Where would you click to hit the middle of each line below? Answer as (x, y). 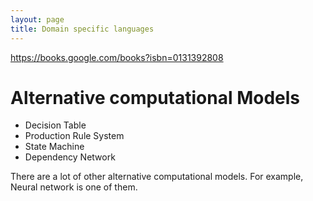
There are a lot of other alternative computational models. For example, (157, 177)
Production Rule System (74, 136)
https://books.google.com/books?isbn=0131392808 (117, 57)
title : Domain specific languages (82, 29)
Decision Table (55, 125)
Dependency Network (70, 157)
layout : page (37, 19)
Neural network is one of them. (74, 187)
